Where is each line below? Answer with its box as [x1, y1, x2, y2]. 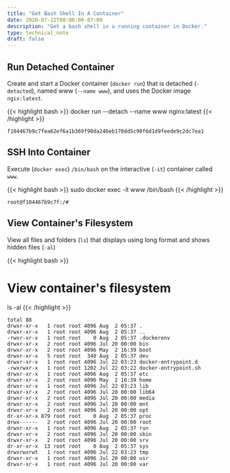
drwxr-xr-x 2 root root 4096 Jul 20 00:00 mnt [7, 400, 149, 408]
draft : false [7, 36, 45, 43]
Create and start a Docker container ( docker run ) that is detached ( [7, 79, 197, 87]
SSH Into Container [7, 146, 91, 158]
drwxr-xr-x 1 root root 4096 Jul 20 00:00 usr [7, 454, 149, 461]
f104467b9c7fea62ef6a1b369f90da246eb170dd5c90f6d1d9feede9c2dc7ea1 [7, 128, 205, 135]
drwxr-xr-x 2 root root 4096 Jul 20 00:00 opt [7, 406, 149, 413]
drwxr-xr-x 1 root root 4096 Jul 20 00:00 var [7, 461, 149, 467]
